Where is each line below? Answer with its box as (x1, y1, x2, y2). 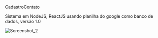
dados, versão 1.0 (5, 19, 41, 24)
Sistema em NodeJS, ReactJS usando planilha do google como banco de (5, 13, 154, 19)
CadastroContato (5, 4, 40, 10)
